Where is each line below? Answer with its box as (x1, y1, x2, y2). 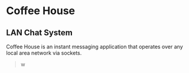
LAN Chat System (6, 28, 73, 38)
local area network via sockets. (6, 49, 82, 57)
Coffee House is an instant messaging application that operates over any (6, 43, 183, 50)
